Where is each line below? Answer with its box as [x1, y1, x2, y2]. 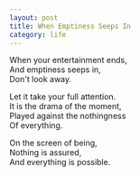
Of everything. [9, 120, 63, 131]
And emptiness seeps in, [9, 64, 101, 75]
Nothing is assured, [9, 147, 82, 158]
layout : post [9, 13, 59, 23]
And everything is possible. [9, 157, 111, 168]
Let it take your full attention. [9, 91, 117, 102]
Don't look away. [9, 74, 72, 85]
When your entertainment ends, [9, 55, 128, 66]
